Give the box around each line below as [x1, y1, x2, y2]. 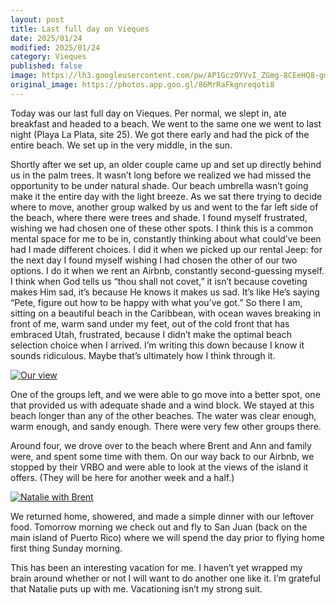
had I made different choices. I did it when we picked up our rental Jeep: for [10, 243, 323, 255]
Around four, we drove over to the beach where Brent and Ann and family [10, 439, 312, 451]
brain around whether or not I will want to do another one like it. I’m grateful [10, 572, 321, 584]
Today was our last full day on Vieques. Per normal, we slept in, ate [10, 107, 287, 119]
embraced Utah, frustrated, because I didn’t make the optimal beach [10, 328, 293, 340]
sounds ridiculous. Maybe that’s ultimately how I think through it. [10, 349, 276, 361]
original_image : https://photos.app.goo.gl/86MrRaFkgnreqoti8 [10, 80, 275, 90]
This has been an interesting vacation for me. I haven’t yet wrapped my [10, 561, 303, 573]
